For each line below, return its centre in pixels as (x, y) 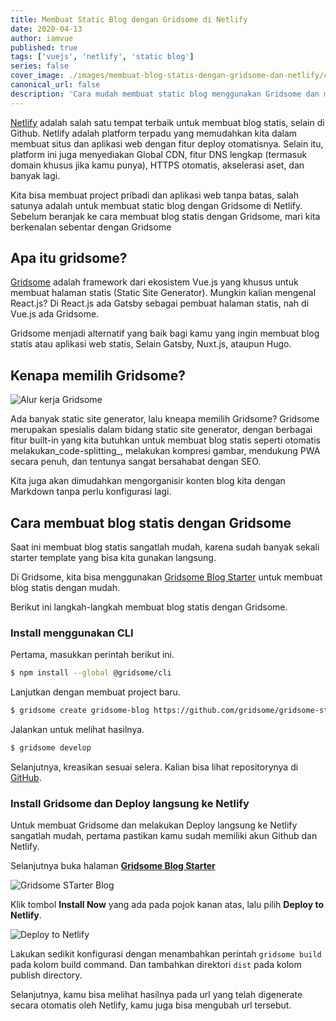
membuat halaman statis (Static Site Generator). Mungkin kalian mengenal (163, 293)
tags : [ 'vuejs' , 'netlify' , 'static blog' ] (102, 57)
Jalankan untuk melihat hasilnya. (77, 730)
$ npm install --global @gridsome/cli (91, 673)
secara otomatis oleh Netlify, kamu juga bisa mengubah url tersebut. (151, 1005)
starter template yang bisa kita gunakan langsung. (113, 558)
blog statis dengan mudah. (65, 588)
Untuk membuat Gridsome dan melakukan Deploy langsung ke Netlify (154, 825)
